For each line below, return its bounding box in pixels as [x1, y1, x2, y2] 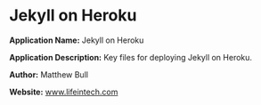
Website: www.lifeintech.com [9, 86, 118, 97]
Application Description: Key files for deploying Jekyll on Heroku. [9, 52, 252, 62]
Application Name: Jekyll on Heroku [9, 35, 144, 45]
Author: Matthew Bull [9, 69, 89, 80]
